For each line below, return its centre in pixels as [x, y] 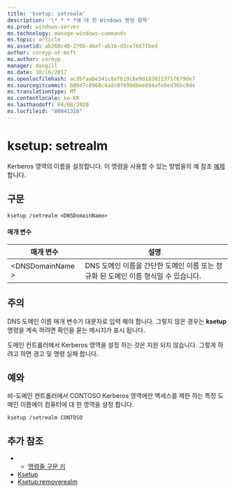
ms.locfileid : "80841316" [45, 111]
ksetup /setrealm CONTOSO [45, 418]
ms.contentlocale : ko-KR [43, 99]
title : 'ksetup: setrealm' [47, 14]
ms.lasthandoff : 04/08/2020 [48, 105]
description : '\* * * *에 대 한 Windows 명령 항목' [79, 20]
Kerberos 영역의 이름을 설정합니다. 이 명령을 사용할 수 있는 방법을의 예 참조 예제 [116, 166]
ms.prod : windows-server [43, 27]
